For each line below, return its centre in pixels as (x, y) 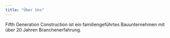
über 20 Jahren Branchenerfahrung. (43, 30)
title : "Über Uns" (25, 10)
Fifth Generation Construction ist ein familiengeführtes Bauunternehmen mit (85, 24)
